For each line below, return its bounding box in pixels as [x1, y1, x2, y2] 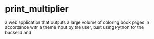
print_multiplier [5, 3, 69, 14]
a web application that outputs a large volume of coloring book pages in [5, 19, 150, 25]
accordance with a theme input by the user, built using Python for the [5, 24, 144, 30]
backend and [5, 29, 32, 35]
